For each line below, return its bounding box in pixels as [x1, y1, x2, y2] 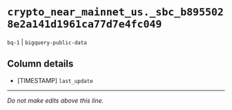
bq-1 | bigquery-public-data [7, 37, 88, 46]
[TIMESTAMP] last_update [17, 76, 93, 84]
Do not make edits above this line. [7, 96, 104, 104]
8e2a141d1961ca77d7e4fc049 [7, 18, 162, 31]
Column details [7, 58, 74, 70]
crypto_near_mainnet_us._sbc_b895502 [7, 6, 224, 19]
